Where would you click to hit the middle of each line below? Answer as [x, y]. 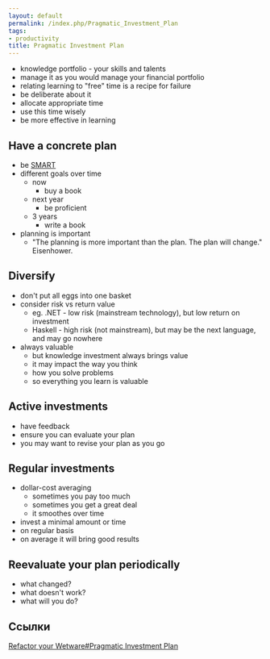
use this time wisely [53, 112]
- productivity [34, 38]
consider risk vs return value [67, 304]
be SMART [38, 165]
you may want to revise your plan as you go [92, 443]
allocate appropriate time [61, 103]
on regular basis [47, 531]
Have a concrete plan [62, 146]
